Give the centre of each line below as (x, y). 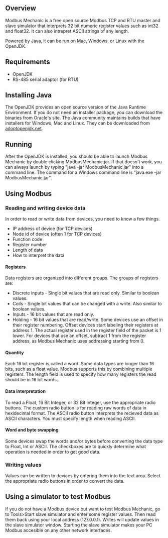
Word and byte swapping (32, 430)
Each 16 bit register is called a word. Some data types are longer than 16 (80, 364)
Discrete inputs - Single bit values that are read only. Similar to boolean (86, 293)
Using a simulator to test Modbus (58, 497)
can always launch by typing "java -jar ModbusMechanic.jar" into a (74, 167)
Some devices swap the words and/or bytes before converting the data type (84, 441)
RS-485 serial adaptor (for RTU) (45, 79)
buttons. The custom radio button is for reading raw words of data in (76, 408)
